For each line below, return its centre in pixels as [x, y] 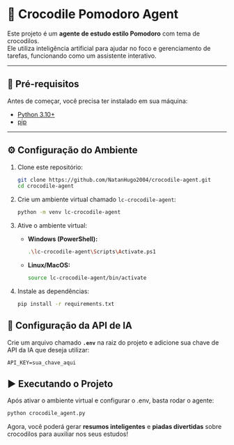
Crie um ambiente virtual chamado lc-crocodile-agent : [96, 200]
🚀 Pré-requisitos [43, 84]
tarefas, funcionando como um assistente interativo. [82, 56]
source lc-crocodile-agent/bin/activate [87, 278]
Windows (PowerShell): [63, 239]
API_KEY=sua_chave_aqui [42, 362]
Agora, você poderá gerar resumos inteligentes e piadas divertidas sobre [115, 427]
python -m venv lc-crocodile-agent [69, 212]
